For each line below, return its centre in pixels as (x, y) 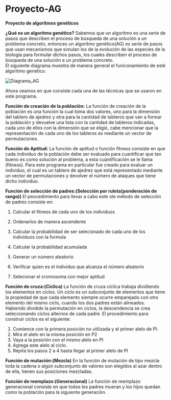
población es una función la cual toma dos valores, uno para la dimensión (83, 111)
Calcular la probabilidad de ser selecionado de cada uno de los (79, 231)
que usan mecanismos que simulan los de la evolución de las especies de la (85, 49)
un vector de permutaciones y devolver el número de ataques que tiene (81, 175)
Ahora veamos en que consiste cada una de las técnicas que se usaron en (83, 90)
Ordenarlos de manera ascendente (49, 221)
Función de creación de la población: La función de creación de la (76, 106)
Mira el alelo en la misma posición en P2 (55, 334)
